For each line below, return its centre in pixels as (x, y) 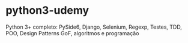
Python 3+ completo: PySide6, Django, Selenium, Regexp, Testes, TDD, (94, 27)
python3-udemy (47, 10)
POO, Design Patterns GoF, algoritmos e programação (72, 33)
